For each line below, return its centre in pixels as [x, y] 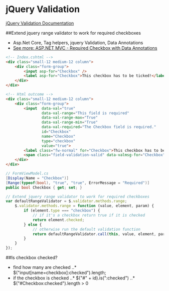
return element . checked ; [58, 220]
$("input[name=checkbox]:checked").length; [59, 273]
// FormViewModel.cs [27, 174]
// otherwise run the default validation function [87, 229]
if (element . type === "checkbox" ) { [62, 211]
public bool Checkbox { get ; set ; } [44, 187]
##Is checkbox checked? [32, 258]
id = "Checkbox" [56, 132]
